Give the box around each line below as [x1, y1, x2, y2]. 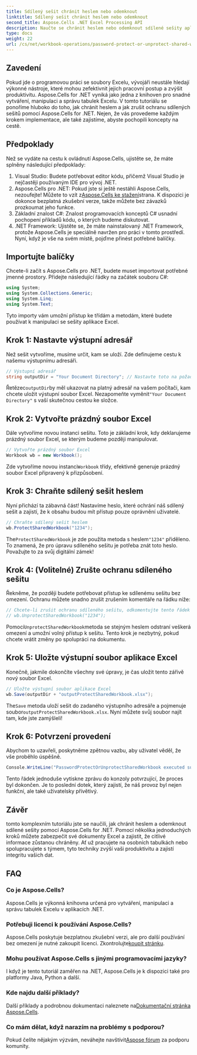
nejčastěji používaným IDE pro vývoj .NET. [14, 178, 117, 185]
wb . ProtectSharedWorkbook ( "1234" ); [6, 525, 93, 531]
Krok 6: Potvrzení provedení [6, 732, 111, 742]
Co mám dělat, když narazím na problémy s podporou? [6, 1023, 165, 1031]
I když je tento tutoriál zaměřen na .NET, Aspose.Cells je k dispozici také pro [6, 968, 190, 975]
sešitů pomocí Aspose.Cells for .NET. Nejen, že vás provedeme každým [6, 110, 179, 117]
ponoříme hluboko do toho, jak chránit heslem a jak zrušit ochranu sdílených [6, 103, 191, 110]
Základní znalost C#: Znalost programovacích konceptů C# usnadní [14, 209, 178, 217]
